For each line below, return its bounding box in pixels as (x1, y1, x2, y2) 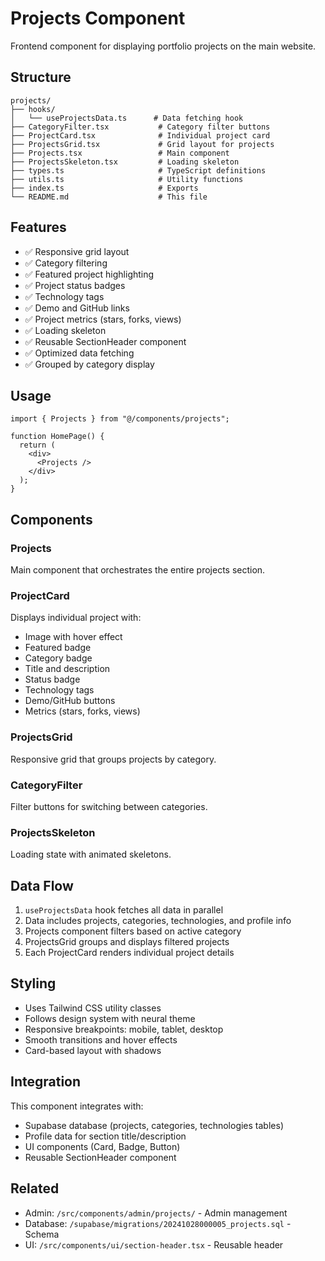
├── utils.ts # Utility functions (10, 174, 244, 184)
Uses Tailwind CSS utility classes (24, 1002, 162, 1014)
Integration (10, 1073, 82, 1091)
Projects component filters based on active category (24, 925, 242, 937)
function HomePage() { (10, 432, 105, 442)
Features (10, 219, 67, 236)
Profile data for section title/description (24, 1130, 187, 1142)
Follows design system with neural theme (24, 1012, 196, 1024)
